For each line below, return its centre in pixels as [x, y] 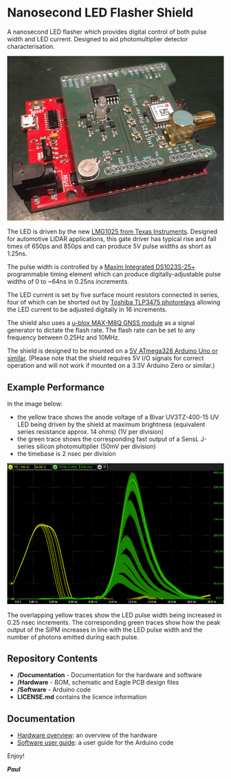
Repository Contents [53, 658]
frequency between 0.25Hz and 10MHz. [64, 337]
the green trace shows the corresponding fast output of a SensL [108, 439]
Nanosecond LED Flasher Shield [100, 13]
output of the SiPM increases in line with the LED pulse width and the [105, 630]
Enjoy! [16, 756]
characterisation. [31, 46]
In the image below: [35, 404]
